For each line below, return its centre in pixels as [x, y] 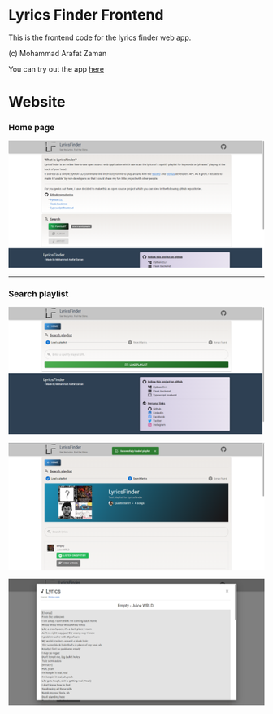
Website [37, 102]
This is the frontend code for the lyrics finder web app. [100, 37]
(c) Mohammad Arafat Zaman [58, 53]
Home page [32, 128]
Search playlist [39, 293]
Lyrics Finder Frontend [86, 15]
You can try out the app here [56, 69]
